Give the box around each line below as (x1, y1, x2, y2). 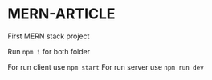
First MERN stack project (7, 31, 90, 41)
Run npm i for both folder (7, 46, 90, 56)
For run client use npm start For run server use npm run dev (7, 62, 204, 72)
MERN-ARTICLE (7, 5, 116, 23)
